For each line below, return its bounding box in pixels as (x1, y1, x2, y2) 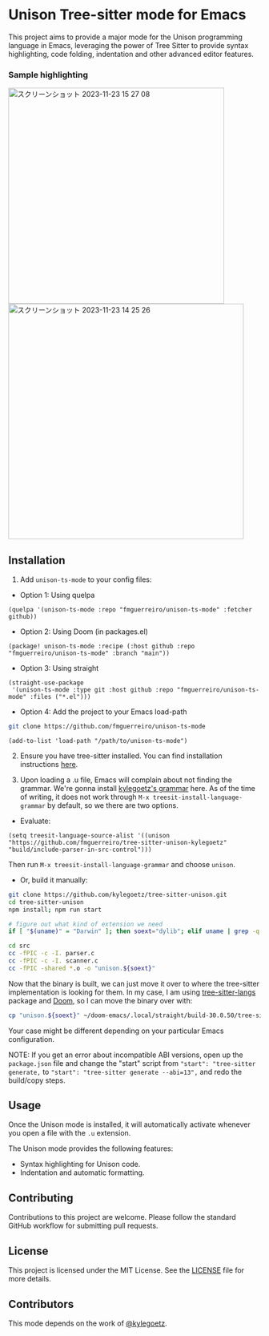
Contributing (8, 1191, 74, 1205)
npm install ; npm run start (8, 906, 102, 914)
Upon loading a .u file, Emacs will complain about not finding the (19, 775, 233, 785)
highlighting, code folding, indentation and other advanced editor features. (8, 49, 255, 59)
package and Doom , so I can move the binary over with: (8, 995, 193, 1005)
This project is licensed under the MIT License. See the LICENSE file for (8, 1265, 245, 1275)
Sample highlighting (8, 69, 88, 80)
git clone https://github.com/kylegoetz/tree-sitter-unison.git (8, 890, 227, 898)
